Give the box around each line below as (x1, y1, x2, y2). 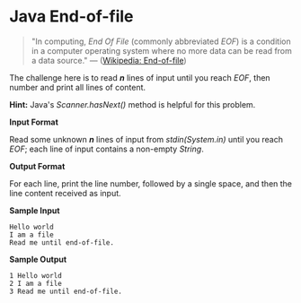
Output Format (9, 160, 66, 171)
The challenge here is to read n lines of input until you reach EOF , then (9, 72, 271, 82)
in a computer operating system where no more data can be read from (31, 45, 292, 56)
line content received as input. (9, 187, 121, 198)
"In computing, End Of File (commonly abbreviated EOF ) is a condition (31, 36, 291, 47)
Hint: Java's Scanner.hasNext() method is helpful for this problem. (9, 99, 256, 109)
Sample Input (9, 204, 60, 216)
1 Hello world (9, 271, 63, 280)
